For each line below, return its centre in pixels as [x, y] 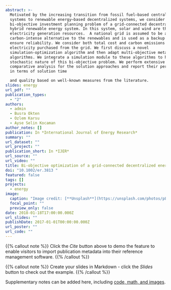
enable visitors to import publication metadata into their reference [74, 251]
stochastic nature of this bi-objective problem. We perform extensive [88, 62]
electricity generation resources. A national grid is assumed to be [86, 34]
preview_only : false [32, 208]
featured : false [22, 175]
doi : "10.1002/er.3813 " [32, 170]
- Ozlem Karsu [25, 118]
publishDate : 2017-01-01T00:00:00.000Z [48, 222]
